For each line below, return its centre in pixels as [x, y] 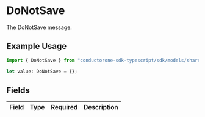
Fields [18, 90]
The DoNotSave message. [39, 27]
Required [64, 107]
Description [101, 107]
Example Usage [37, 46]
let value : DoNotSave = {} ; [42, 71]
